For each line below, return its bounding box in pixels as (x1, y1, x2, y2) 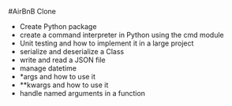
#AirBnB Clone (8, 7, 57, 16)
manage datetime (19, 64, 77, 73)
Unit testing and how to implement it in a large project (19, 38, 194, 48)
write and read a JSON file (19, 55, 107, 64)
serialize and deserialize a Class (19, 47, 125, 56)
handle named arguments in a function (19, 89, 146, 97)
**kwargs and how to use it (19, 80, 109, 90)
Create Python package (19, 22, 97, 31)
